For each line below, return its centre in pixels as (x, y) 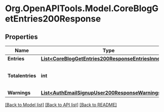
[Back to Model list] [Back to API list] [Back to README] (61, 105)
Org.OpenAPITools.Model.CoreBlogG (82, 9)
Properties (21, 37)
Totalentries (22, 76)
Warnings (19, 93)
